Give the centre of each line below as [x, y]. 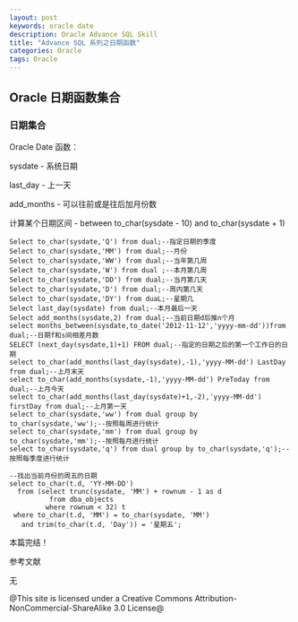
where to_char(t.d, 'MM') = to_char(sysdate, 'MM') [111, 515]
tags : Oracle [34, 59]
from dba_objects [81, 499]
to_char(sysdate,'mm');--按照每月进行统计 [84, 441]
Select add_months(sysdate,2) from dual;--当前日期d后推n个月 [122, 318]
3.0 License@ [138, 608]
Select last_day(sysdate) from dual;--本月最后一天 [104, 308]
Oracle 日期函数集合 [65, 98]
